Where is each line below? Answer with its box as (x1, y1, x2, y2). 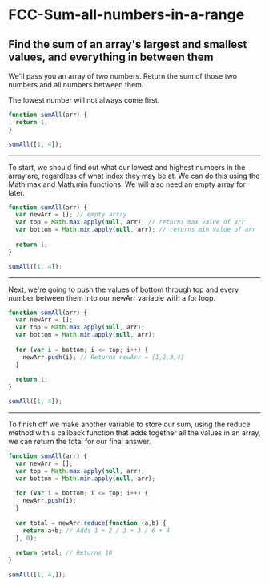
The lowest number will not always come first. (8, 95, 160, 105)
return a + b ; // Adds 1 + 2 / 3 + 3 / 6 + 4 (22, 527, 171, 535)
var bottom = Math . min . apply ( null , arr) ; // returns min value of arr (15, 226, 256, 234)
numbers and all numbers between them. (8, 80, 144, 89)
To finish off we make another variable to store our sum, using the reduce (8, 419, 251, 429)
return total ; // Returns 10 (15, 549, 113, 557)
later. (8, 188, 26, 197)
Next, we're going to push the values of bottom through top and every (8, 285, 239, 294)
